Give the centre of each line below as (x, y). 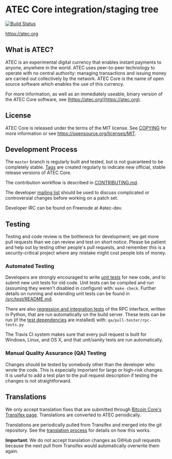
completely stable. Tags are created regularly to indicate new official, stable (85, 167)
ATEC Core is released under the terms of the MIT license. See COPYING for (86, 128)
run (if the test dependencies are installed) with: (56, 320)
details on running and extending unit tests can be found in (68, 294)
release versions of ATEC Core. (39, 173)
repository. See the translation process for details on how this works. (78, 430)
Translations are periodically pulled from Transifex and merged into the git (83, 425)
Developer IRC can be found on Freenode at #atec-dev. (64, 208)
